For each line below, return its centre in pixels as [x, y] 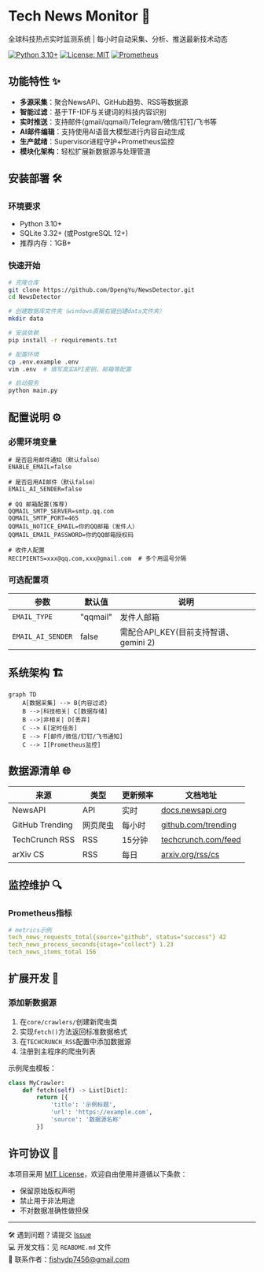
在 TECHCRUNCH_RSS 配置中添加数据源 [75, 1041]
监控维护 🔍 [35, 885]
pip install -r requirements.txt [63, 340]
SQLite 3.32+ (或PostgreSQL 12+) [73, 233]
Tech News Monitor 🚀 [79, 16]
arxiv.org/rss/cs [190, 854]
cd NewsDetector [35, 297]
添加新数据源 [33, 1003]
